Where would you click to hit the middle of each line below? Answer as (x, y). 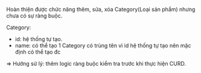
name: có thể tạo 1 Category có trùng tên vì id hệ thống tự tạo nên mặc (103, 46)
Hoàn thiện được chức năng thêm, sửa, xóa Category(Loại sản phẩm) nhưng (101, 9)
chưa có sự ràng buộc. (34, 16)
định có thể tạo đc (38, 52)
